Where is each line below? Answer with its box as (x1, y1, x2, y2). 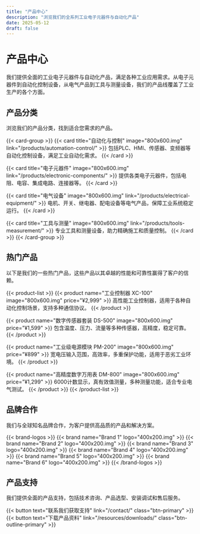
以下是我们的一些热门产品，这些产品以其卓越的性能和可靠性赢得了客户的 (6, 269, 183, 277)
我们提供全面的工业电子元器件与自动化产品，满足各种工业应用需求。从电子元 (6, 74, 194, 81)
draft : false (6, 25, 39, 32)
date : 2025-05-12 (6, 20, 49, 26)
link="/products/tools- (130, 219, 185, 227)
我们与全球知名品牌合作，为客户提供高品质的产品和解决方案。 (6, 422, 158, 429)
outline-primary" (6, 521, 47, 528)
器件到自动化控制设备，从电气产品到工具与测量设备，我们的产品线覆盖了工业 (6, 81, 194, 88)
